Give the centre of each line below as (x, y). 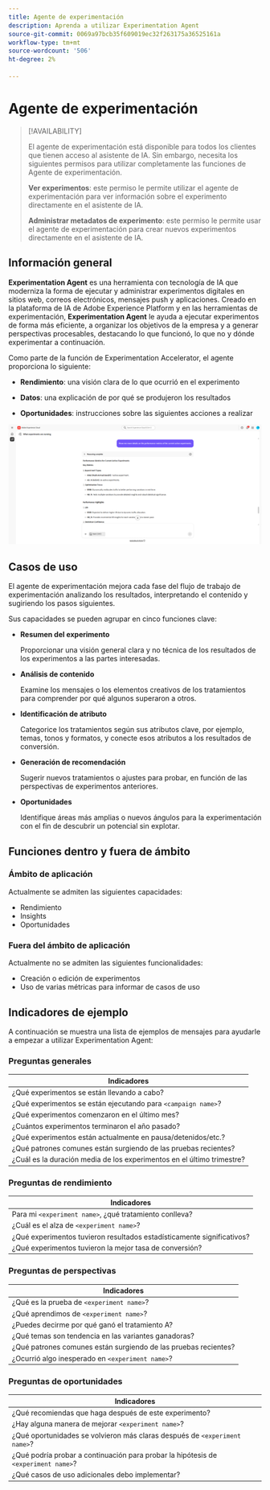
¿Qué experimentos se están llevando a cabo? (88, 1092)
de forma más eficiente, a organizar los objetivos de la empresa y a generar (133, 325)
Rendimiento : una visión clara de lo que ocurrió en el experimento (130, 381)
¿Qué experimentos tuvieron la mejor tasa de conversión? (107, 1248)
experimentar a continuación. (57, 342)
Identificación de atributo (63, 714)
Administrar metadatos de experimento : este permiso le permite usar (144, 220)
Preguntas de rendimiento (60, 1183)
